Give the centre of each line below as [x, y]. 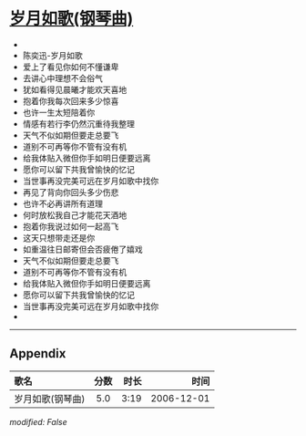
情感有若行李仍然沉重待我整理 [78, 123]
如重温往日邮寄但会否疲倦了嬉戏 [82, 249]
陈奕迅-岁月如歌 [53, 55]
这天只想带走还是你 [59, 237]
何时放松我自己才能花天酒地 [75, 214]
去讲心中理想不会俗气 [62, 78]
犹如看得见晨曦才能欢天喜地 [75, 89]
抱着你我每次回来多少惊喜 [71, 100]
